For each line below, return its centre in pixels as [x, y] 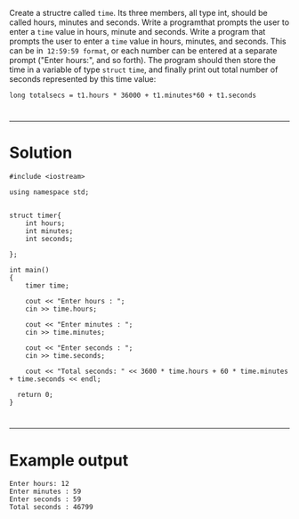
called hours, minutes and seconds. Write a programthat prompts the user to [149, 22]
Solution [41, 153]
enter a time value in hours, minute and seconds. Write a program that [137, 32]
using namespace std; [49, 192]
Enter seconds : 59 [45, 499]
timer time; [47, 286]
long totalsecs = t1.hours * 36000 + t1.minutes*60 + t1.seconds [133, 95]
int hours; [45, 223]
